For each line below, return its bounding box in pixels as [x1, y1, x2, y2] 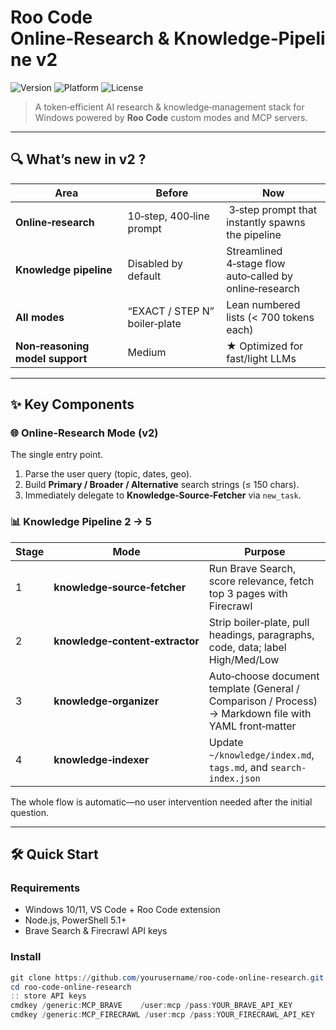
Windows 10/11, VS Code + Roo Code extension [24, 904, 221, 916]
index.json [208, 772, 261, 784]
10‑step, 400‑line [127, 209, 210, 223]
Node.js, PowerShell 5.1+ [24, 914, 127, 926]
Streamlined [226, 244, 283, 258]
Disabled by [127, 256, 184, 270]
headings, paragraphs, [208, 627, 315, 641]
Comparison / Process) [208, 694, 318, 708]
